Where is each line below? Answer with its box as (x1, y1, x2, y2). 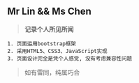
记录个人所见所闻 (24, 24, 74, 33)
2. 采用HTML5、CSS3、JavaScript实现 (7, 47, 108, 54)
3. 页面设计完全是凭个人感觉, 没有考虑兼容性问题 (7, 55, 133, 62)
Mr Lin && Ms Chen (7, 6, 92, 17)
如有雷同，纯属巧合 (24, 68, 80, 76)
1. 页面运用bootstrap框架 (7, 40, 77, 47)
